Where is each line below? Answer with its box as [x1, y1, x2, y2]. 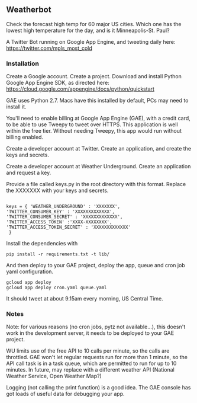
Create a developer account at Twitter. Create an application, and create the [6, 145, 191, 152]
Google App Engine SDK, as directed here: [6, 79, 109, 87]
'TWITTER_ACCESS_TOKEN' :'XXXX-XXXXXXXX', [6, 219, 112, 225]
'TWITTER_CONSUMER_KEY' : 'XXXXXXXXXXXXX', [6, 209, 115, 215]
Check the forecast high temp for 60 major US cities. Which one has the [6, 20, 182, 27]
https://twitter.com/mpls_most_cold [6, 44, 93, 52]
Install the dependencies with [6, 240, 78, 247]
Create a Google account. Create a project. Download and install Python [6, 73, 182, 80]
